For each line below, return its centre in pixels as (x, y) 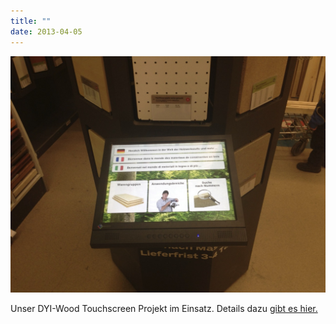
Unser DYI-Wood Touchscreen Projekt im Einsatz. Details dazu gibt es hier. (164, 308)
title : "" (31, 21)
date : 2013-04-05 (46, 31)
